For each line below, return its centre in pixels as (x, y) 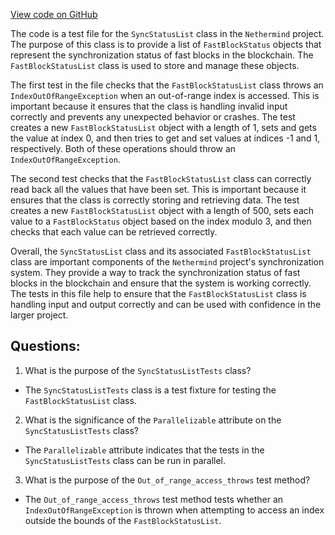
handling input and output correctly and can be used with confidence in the (166, 304)
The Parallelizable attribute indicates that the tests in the (144, 450)
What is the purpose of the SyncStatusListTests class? (138, 370)
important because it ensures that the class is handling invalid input (149, 106)
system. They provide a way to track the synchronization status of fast (155, 272)
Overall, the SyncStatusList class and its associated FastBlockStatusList (161, 251)
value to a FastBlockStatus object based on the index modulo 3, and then (161, 221)
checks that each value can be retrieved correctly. (114, 232)
